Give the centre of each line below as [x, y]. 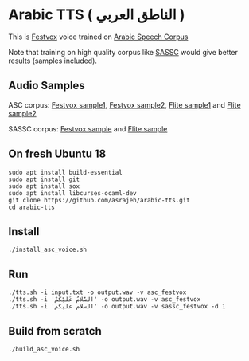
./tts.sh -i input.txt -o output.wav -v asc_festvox [97, 292]
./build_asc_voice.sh [44, 349]
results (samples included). [53, 61]
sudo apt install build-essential [66, 172]
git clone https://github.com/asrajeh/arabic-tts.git [99, 200]
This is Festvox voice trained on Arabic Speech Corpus [98, 37]
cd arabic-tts [32, 207]
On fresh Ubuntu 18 [57, 154]
